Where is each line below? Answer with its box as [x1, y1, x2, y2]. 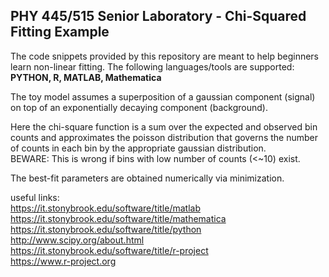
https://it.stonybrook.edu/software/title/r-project [10, 244, 209, 256]
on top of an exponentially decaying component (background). [10, 101, 268, 113]
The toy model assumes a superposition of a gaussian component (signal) [10, 90, 316, 103]
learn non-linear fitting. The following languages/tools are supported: [10, 60, 295, 73]
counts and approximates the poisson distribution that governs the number [10, 131, 318, 143]
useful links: [10, 191, 60, 203]
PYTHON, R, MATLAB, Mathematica [10, 71, 162, 83]
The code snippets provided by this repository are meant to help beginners [10, 50, 320, 62]
